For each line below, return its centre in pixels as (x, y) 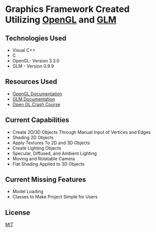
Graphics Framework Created (68, 9)
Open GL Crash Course (36, 104)
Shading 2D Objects (33, 137)
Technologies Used (36, 38)
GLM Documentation (34, 99)
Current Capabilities (37, 120)
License (18, 212)
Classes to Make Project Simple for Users (55, 197)
